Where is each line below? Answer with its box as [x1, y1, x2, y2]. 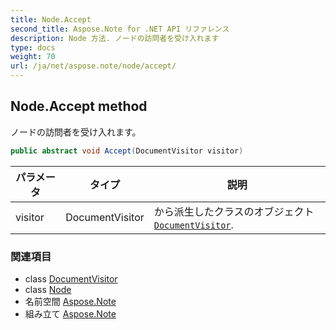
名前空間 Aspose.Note [24, 295, 117, 307]
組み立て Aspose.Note [24, 307, 117, 320]
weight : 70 [10, 52, 56, 62]
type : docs [10, 42, 56, 53]
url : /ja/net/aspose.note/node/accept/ [10, 61, 177, 71]
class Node [24, 283, 72, 295]
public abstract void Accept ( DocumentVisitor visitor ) [10, 146, 244, 156]
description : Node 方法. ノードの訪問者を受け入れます [10, 33, 220, 43]
